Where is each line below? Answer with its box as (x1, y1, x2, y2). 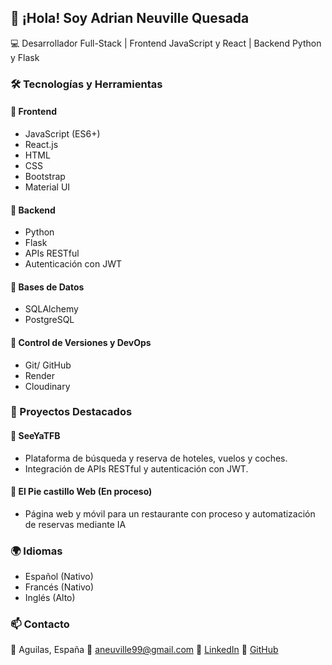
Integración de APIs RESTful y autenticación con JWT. (24, 462, 249, 475)
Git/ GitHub (24, 359, 72, 371)
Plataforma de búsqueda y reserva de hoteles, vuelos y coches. (24, 452, 288, 464)
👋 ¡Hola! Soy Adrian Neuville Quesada (10, 10, 250, 27)
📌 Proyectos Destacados (10, 405, 133, 419)
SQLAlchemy (24, 303, 79, 315)
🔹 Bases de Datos (10, 281, 85, 293)
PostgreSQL (24, 314, 75, 326)
